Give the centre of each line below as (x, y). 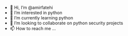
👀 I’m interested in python (36, 13)
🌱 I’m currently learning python (41, 18)
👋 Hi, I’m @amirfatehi (31, 8)
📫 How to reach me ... (33, 28)
